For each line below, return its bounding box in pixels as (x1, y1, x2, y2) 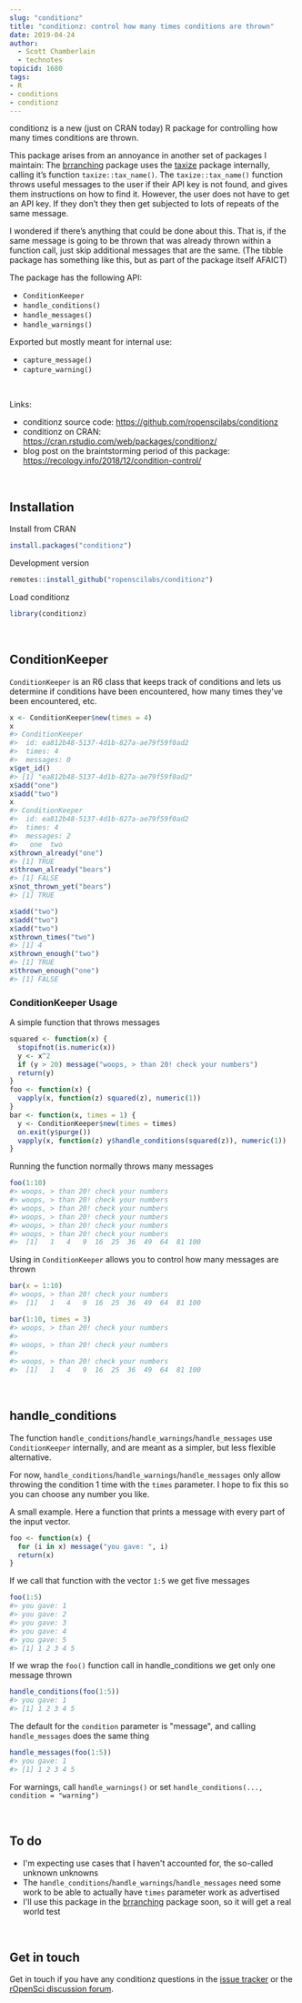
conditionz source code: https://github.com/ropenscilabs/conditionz (22, 417, 279, 428)
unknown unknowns (22, 1867, 98, 1878)
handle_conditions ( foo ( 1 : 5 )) (9, 1687, 120, 1696)
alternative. (9, 1452, 52, 1463)
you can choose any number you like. (9, 1488, 150, 1499)
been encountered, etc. (9, 695, 97, 706)
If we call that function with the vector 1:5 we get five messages (9, 1575, 250, 1586)
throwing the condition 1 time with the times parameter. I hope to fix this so (9, 1479, 289, 1490)
